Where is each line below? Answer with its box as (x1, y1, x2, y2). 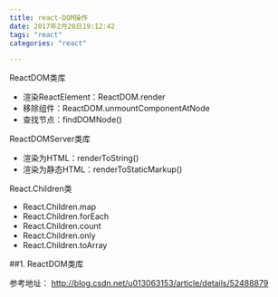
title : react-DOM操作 (9, 13, 89, 23)
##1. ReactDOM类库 (9, 259, 84, 270)
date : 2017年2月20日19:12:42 (9, 22, 116, 31)
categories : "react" (9, 38, 88, 48)
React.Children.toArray (22, 240, 108, 251)
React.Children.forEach (22, 211, 110, 222)
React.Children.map (22, 201, 97, 213)
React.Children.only (22, 230, 97, 241)
